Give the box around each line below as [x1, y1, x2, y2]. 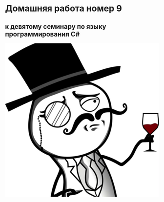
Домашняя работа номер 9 [5, 3, 122, 14]
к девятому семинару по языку [5, 22, 106, 31]
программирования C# [5, 30, 80, 38]
